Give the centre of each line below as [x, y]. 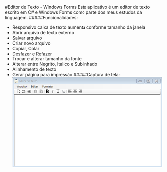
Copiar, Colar [26, 48]
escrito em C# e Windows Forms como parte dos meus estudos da [74, 12]
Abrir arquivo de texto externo [43, 32]
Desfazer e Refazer [32, 54]
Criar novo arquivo [31, 43]
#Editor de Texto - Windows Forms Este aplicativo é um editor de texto [78, 7]
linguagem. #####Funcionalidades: [42, 18]
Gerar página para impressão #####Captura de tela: [66, 75]
